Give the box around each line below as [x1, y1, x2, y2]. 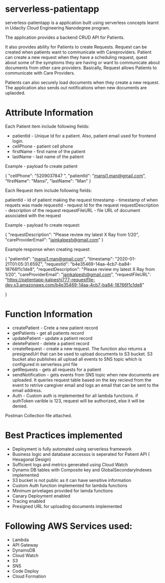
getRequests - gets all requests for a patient [12, 367, 102, 372]
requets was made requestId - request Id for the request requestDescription [5, 202, 159, 208]
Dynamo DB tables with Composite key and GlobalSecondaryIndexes [12, 467, 152, 473]
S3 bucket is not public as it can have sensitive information [12, 477, 132, 483]
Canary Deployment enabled [12, 493, 70, 499]
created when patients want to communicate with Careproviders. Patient [5, 49, 152, 55]
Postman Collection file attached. [5, 412, 72, 418]
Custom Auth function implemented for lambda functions [12, 482, 128, 488]
